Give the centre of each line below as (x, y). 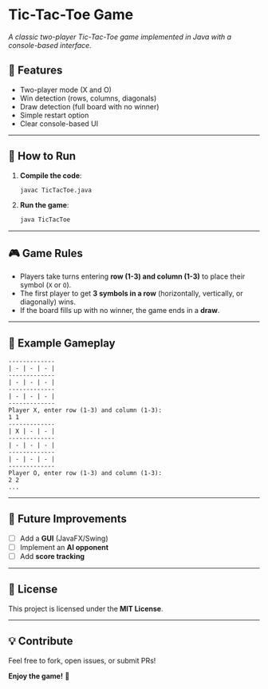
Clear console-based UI (59, 123)
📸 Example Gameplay (62, 343)
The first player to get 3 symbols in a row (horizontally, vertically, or (131, 294)
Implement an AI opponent (64, 547)
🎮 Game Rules (46, 253)
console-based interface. (50, 45)
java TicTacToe (45, 220)
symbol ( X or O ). (45, 285)
